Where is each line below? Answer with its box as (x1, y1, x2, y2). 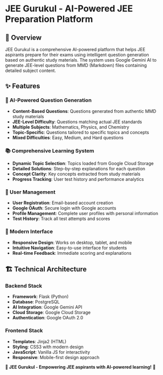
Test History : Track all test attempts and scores (12, 216, 110, 222)
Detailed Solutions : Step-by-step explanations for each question (12, 165, 146, 171)
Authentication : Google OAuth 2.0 (12, 315, 83, 321)
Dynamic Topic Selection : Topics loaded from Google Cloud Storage (12, 160, 154, 166)
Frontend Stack (5, 327, 43, 334)
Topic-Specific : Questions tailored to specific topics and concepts (12, 129, 149, 135)
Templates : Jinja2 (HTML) (12, 338, 67, 344)
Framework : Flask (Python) (12, 294, 69, 300)
